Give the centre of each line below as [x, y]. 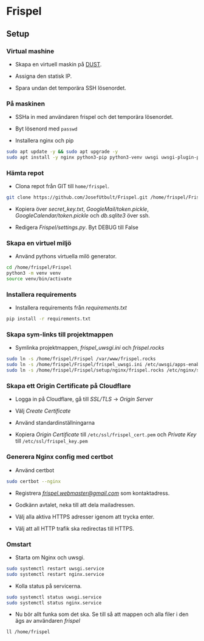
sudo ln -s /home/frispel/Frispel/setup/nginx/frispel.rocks [85, 370]
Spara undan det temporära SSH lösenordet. [70, 88]
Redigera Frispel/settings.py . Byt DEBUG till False [76, 227]
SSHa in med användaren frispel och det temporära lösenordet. [94, 117]
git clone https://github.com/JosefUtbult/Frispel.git [77, 197]
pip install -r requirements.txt [49, 319]
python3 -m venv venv [34, 273]
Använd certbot [35, 470]
